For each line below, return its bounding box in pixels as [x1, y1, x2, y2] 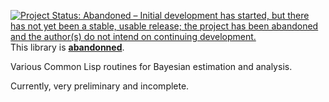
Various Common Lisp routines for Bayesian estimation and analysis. [10, 61, 293, 72]
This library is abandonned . [10, 41, 125, 53]
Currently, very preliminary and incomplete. [10, 80, 190, 92]
